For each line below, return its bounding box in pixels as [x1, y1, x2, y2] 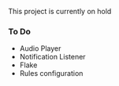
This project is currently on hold [8, 7, 112, 16]
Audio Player [19, 44, 61, 53]
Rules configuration [19, 69, 84, 78]
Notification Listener [19, 52, 86, 62]
